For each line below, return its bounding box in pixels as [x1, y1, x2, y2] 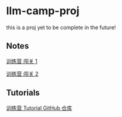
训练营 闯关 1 [6, 58, 37, 65]
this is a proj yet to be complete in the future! [6, 24, 116, 31]
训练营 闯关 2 [6, 70, 39, 77]
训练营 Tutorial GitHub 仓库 [6, 104, 73, 111]
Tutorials [6, 88, 40, 98]
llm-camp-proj [6, 4, 80, 18]
